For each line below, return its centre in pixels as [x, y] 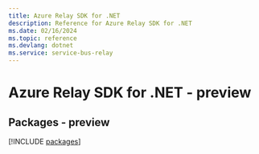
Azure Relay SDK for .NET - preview [130, 93]
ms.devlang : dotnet [41, 46]
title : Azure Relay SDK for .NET [64, 16]
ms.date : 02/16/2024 [43, 30]
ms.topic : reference [43, 38]
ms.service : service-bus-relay [61, 53]
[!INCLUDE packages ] [45, 142]
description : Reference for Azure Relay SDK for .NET [101, 23]
